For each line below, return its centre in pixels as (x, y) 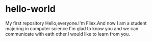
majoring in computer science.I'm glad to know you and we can (72, 28)
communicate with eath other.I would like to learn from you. (68, 34)
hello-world (31, 9)
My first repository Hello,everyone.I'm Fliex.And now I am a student (76, 23)
